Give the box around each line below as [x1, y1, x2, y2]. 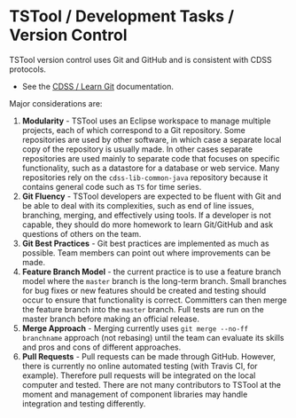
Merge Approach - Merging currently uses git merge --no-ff [21, 322, 249, 334]
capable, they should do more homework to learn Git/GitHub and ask [21, 219, 274, 230]
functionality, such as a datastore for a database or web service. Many [21, 162, 280, 173]
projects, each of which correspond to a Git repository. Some [21, 124, 245, 135]
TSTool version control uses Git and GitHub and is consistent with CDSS [9, 54, 272, 65]
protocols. [9, 64, 47, 75]
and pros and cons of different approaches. [21, 342, 182, 352]
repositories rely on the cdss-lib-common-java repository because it [21, 171, 269, 183]
